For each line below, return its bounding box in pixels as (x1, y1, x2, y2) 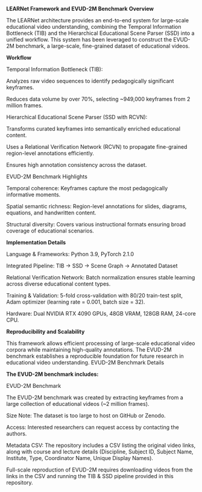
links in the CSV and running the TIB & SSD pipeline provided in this (6, 473, 174, 479)
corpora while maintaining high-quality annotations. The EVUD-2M (6, 346, 172, 353)
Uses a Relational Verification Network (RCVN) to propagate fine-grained (6, 143, 188, 150)
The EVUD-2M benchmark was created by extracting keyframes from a (6, 394, 183, 401)
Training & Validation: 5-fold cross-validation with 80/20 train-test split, (6, 292, 183, 299)
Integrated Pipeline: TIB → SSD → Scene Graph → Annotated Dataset (6, 262, 178, 269)
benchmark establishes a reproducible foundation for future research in (6, 352, 184, 360)
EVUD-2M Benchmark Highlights (6, 173, 87, 180)
